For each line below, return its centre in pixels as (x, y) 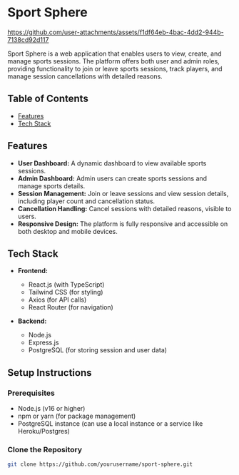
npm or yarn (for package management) (77, 416)
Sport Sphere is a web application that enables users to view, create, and (115, 53)
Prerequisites (31, 393)
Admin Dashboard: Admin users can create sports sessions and (112, 178)
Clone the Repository (45, 449)
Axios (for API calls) (57, 300)
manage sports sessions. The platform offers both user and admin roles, (113, 61)
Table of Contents (48, 99)
